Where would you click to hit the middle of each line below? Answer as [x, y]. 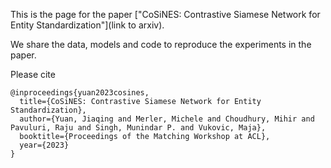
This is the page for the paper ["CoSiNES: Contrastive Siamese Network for [165, 14]
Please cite [33, 74]
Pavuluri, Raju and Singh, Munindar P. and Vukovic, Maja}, [138, 128]
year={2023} [44, 145]
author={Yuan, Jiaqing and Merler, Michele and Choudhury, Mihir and [167, 119]
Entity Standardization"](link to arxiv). [87, 25]
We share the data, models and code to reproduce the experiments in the [161, 44]
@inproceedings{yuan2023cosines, [80, 93]
